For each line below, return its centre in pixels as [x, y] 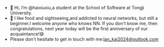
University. [21, 13]
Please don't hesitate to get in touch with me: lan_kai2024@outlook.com [84, 39]
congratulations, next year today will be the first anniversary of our [79, 29]
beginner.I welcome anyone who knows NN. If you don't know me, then [84, 23]
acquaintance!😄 [27, 34]
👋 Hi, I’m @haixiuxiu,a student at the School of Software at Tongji [77, 8]
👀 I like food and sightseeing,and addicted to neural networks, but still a [84, 18]
